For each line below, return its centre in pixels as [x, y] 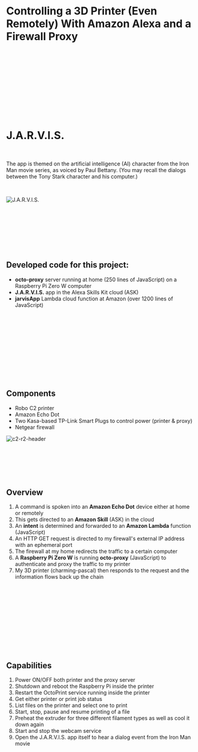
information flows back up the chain [59, 577]
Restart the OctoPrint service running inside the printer [82, 693]
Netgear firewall [35, 427]
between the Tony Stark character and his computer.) [72, 176]
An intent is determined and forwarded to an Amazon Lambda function [103, 526]
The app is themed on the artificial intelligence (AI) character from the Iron [98, 164]
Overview [25, 492]
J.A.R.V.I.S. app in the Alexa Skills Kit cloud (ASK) [77, 292]
